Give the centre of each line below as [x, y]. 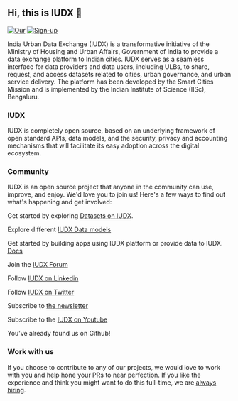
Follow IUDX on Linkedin [43, 278]
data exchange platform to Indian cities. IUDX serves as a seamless [106, 59]
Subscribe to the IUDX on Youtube [58, 319]
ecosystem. [25, 153]
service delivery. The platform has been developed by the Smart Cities [110, 82]
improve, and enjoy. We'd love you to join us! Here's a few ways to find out [117, 194]
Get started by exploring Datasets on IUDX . [70, 216]
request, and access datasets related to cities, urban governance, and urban [119, 74]
